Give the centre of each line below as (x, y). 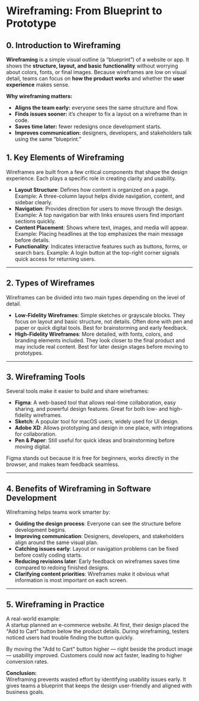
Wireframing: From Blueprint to (84, 11)
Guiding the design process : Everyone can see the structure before (98, 524)
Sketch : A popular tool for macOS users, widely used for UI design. (97, 422)
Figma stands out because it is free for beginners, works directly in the (92, 458)
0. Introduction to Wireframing (63, 45)
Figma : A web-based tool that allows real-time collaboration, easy (95, 403)
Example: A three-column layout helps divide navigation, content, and (99, 196)
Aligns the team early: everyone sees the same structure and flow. (97, 107)
